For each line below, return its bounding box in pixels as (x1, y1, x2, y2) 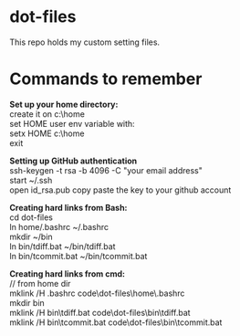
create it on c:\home (9, 108, 85, 120)
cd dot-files (9, 212, 53, 223)
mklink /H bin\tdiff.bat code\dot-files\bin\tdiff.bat (9, 307, 191, 318)
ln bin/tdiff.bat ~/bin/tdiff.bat (9, 240, 116, 252)
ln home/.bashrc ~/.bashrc (9, 221, 110, 232)
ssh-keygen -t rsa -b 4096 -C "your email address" (9, 164, 203, 175)
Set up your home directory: (9, 99, 119, 110)
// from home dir (9, 278, 71, 289)
